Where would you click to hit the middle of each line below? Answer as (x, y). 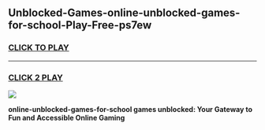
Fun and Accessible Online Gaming (67, 117)
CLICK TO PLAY (39, 48)
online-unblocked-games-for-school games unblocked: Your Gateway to (130, 109)
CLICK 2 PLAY (35, 77)
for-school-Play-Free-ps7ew (80, 26)
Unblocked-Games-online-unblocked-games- (124, 13)
